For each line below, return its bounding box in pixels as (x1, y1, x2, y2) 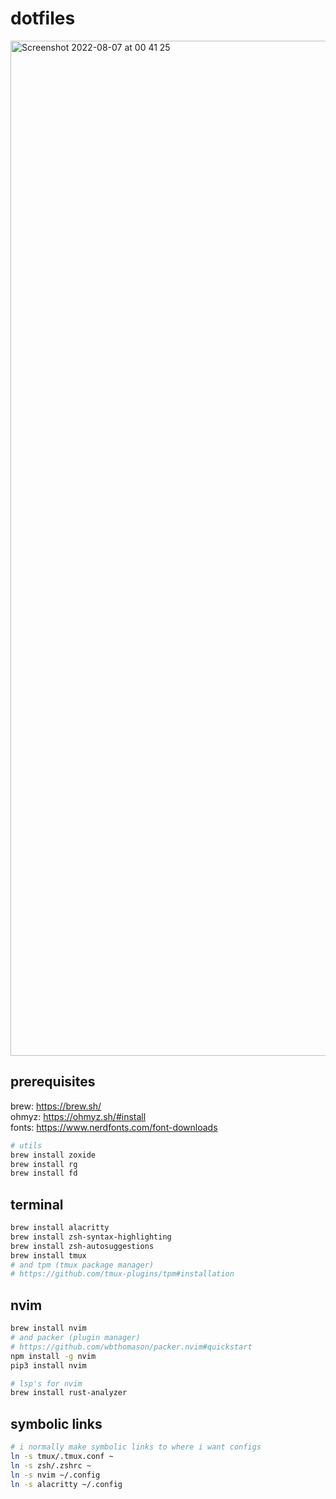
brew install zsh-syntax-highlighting (10, 1232, 172, 1242)
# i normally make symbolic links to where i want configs (10, 1442, 262, 1452)
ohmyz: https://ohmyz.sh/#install (10, 1110, 147, 1122)
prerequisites (10, 1073, 96, 1091)
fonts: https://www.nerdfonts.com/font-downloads (10, 1121, 218, 1133)
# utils (10, 1140, 43, 1151)
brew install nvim (10, 1323, 87, 1334)
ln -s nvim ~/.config (10, 1470, 101, 1480)
